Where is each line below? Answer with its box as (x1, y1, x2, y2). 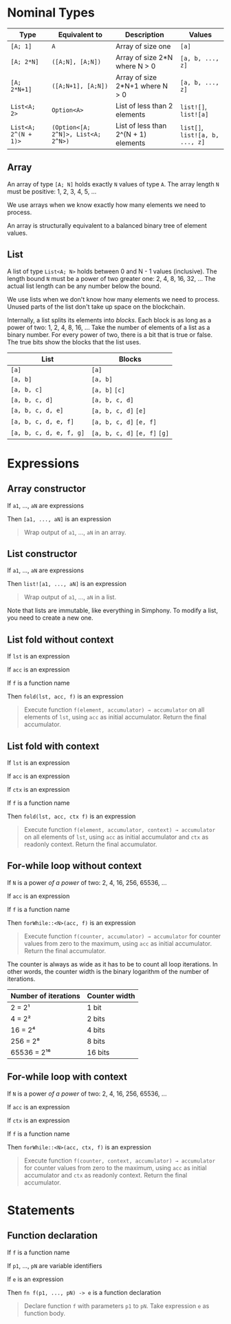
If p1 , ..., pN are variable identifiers (7, 1261, 102, 1269)
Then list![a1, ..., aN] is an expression (7, 580, 127, 588)
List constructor (7, 547, 78, 560)
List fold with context (7, 740, 100, 752)
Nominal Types (7, 5, 95, 21)
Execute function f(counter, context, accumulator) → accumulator (23, 1156, 216, 1165)
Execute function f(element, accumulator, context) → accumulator (23, 826, 216, 833)
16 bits (87, 1047, 110, 1057)
